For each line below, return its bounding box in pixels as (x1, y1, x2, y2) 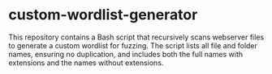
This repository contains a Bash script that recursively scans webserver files (8, 32, 265, 42)
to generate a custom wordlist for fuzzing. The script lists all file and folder (8, 40, 258, 50)
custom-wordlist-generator (8, 6, 198, 24)
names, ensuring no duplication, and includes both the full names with (8, 49, 244, 59)
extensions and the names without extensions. (8, 58, 164, 68)
